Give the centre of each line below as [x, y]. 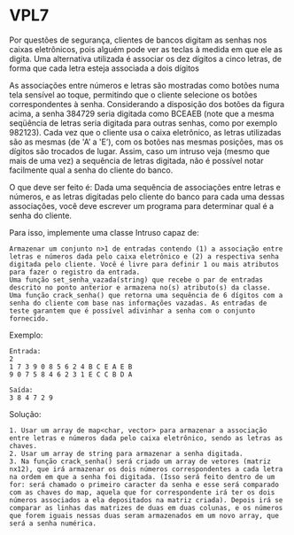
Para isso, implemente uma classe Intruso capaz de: [104, 232]
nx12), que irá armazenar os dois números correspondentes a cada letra [146, 469]
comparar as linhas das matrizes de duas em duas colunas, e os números [146, 508]
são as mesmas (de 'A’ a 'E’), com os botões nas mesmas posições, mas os [146, 142]
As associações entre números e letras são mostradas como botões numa [144, 85]
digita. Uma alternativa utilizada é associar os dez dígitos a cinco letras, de [145, 58]
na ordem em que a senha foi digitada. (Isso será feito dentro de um [142, 477]
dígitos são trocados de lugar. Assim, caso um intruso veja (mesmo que [139, 151]
